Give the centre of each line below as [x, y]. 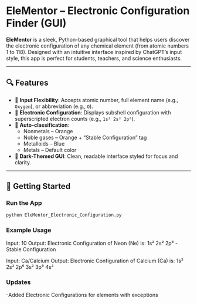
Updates [18, 282]
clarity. [23, 162]
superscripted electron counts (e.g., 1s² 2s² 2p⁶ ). [75, 119]
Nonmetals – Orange [48, 131]
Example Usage [29, 230]
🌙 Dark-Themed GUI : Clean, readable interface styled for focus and [96, 156]
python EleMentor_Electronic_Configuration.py [64, 215]
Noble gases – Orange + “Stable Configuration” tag [85, 137]
